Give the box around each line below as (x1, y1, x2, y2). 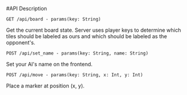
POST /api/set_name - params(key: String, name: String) (6, 50, 149, 56)
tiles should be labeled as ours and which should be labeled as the (6, 33, 168, 40)
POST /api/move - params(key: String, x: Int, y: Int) (6, 72, 143, 78)
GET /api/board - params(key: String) (6, 16, 101, 22)
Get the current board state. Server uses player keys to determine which (6, 26, 181, 33)
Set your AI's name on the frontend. (6, 61, 93, 67)
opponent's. (6, 39, 35, 46)
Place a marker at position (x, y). (6, 82, 85, 89)
